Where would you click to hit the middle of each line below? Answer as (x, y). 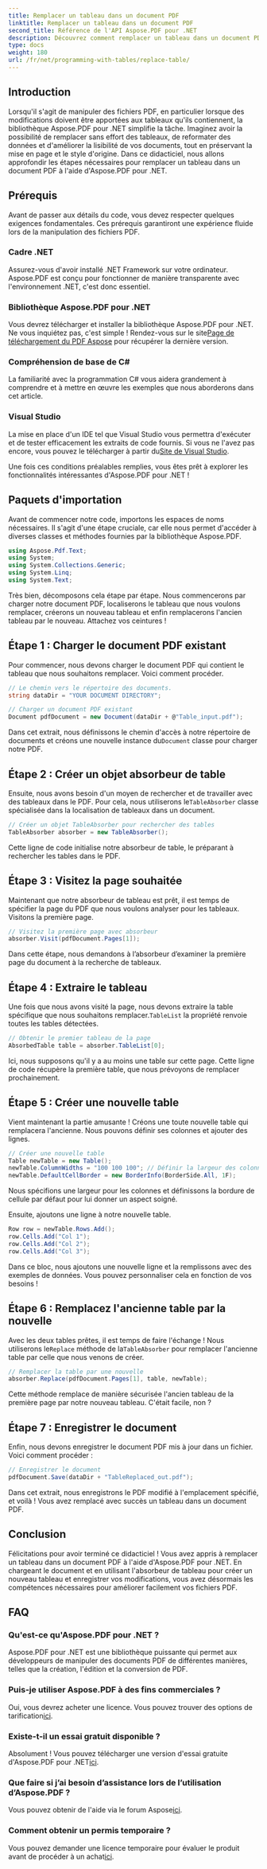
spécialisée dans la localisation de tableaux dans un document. (112, 810)
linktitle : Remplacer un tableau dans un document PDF (101, 23)
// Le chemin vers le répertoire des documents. (90, 688)
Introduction (40, 92)
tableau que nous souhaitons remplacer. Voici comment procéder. (116, 673)
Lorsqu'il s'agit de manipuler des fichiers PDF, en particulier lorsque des (126, 111)
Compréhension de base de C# (69, 362)
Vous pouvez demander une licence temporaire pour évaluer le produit (124, 1848)
